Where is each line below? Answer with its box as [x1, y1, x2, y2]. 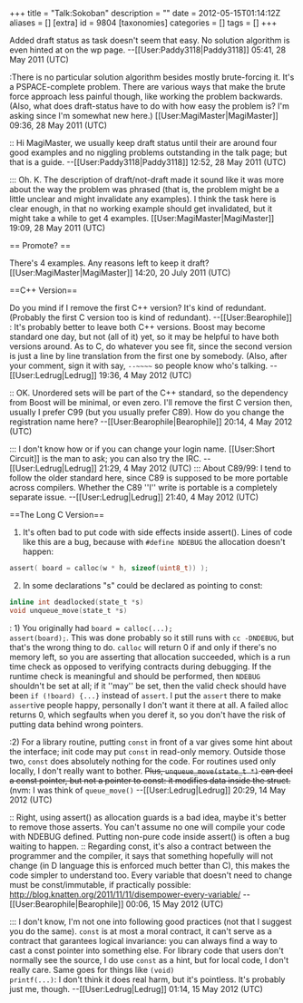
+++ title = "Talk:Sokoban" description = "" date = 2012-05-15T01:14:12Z [9, 8, 281, 18]
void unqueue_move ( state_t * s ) [9, 606, 128, 615]
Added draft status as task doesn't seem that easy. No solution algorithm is [9, 35, 290, 45]
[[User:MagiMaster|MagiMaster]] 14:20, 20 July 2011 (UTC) [9, 268, 231, 278]
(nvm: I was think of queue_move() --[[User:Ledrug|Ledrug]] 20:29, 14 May [9, 784, 286, 795]
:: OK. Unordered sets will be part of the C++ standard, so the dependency [9, 387, 288, 398]
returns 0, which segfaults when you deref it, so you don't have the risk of [9, 709, 286, 720]
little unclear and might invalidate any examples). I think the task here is [9, 194, 277, 204]
